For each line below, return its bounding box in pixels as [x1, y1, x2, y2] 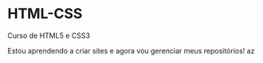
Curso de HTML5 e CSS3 [7, 31, 91, 40]
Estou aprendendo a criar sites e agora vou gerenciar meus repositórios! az [7, 46, 255, 55]
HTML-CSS [7, 5, 83, 23]
